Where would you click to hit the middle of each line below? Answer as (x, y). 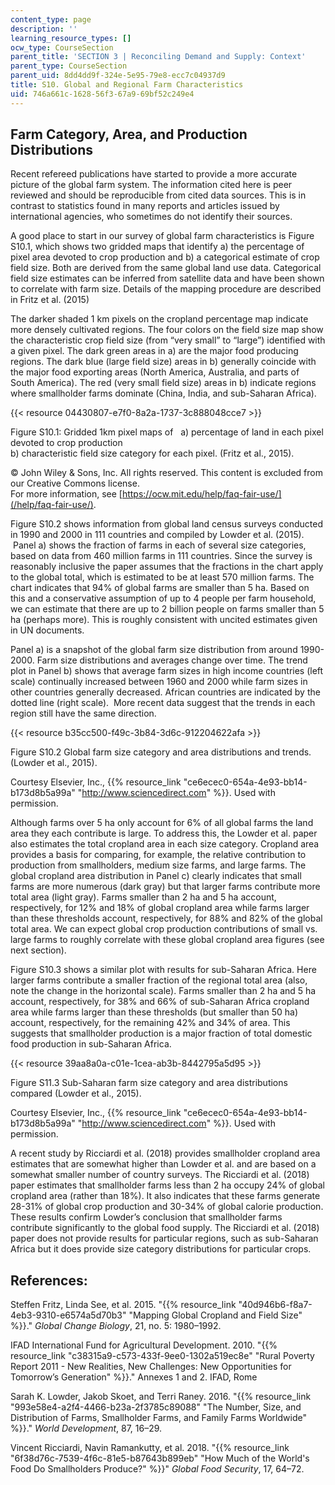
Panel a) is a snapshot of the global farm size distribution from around (154, 650)
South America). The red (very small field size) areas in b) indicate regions (163, 383)
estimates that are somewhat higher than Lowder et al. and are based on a (163, 1164)
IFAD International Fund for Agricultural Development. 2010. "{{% (144, 1345)
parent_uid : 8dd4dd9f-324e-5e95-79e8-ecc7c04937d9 (118, 76)
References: (49, 1280)
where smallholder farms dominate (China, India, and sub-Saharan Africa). (163, 393)
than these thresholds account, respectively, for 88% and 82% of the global (166, 918)
